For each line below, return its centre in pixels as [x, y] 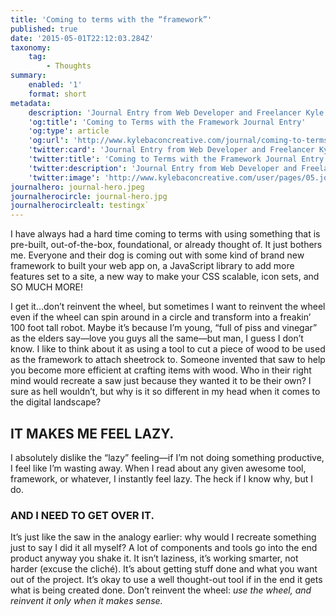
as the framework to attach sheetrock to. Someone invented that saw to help [168, 360]
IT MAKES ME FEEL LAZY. [92, 433]
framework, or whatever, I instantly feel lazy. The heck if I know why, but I [161, 478]
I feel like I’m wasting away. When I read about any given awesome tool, [158, 468]
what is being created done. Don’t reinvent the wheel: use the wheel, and [161, 590]
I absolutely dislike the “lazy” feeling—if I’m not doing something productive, [167, 457]
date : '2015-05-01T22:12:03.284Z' [82, 38]
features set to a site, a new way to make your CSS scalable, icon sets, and [165, 277]
